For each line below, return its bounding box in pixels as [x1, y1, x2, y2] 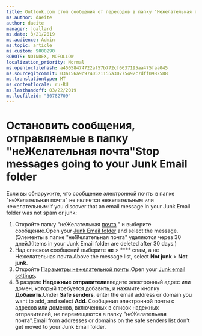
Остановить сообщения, [6, 119, 135, 132]
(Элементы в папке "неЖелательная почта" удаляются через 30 [14, 233, 182, 241]
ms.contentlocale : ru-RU [6, 82, 69, 88]
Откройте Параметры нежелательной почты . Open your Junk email [14, 266, 186, 273]
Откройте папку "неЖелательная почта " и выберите [14, 220, 151, 228]
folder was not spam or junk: [6, 209, 77, 216]
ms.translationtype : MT [6, 76, 66, 82]
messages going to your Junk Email [6, 157, 188, 170]
